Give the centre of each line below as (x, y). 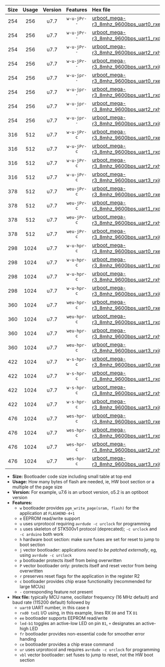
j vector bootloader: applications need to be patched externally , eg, (88, 550)
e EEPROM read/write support (50, 518)
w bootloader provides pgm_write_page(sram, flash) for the (79, 508)
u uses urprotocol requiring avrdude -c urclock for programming (85, 524)
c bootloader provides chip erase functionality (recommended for (86, 581)
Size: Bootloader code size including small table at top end (72, 476)
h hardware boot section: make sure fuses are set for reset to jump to (89, 539)
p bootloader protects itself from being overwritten (70, 560)
